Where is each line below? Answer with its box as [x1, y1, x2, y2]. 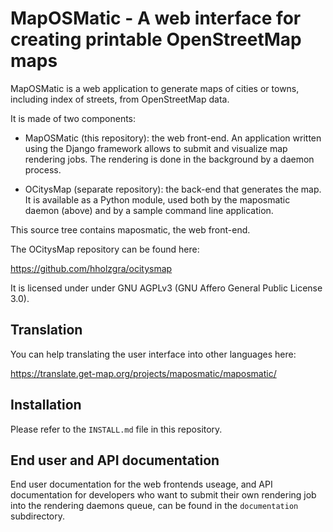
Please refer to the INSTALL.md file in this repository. [10, 423, 223, 435]
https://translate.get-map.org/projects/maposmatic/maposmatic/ [10, 367, 277, 379]
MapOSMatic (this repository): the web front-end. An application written [24, 132, 322, 144]
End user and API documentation [10, 452, 220, 469]
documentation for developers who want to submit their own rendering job [10, 489, 317, 501]
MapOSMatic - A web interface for [10, 7, 302, 30]
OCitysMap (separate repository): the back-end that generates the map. [24, 183, 322, 195]
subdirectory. [10, 510, 66, 522]
